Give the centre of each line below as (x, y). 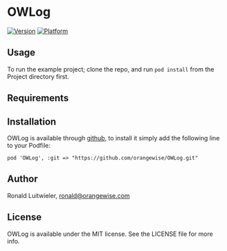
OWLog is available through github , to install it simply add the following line (113, 138)
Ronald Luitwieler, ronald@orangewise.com (68, 195)
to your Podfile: (29, 145)
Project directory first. (38, 76)
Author (22, 179)
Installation (32, 121)
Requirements (38, 98)
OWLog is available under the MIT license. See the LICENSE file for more (110, 234)
